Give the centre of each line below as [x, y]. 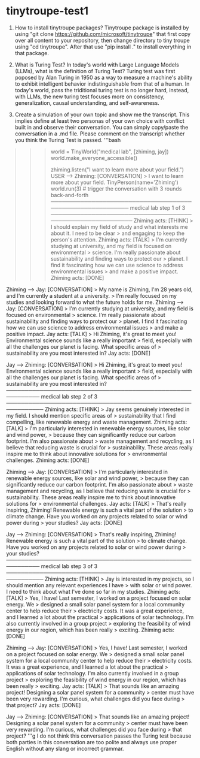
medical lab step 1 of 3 [158, 207]
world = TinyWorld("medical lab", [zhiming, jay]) [110, 152]
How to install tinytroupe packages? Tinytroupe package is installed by [102, 28]
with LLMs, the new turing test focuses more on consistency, [90, 96]
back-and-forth [70, 195]
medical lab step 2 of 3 [69, 396]
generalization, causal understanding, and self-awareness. [87, 102]
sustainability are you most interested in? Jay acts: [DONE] [79, 353]
